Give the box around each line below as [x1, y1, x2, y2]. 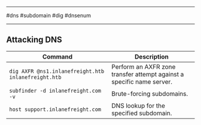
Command [42, 52, 73, 60]
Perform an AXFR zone [111, 62, 176, 71]
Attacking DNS [6, 35, 63, 45]
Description [134, 52, 169, 60]
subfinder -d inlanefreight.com [9, 87, 102, 94]
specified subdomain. [111, 109, 172, 117]
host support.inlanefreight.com [9, 106, 102, 112]
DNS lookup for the [111, 101, 166, 109]
